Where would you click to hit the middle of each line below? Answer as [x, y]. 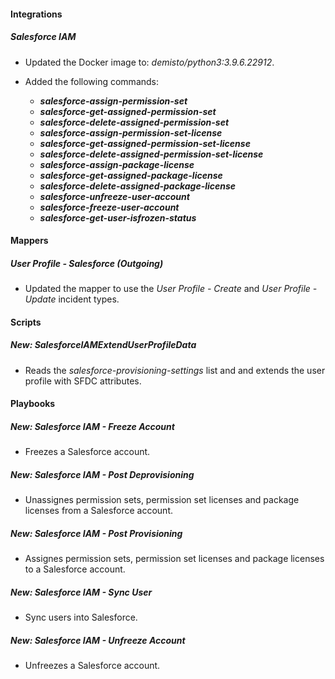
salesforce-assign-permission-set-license [131, 132]
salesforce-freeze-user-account [109, 207]
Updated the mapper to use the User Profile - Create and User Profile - [171, 289]
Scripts [26, 322]
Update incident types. [72, 299]
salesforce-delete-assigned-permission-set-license [151, 154]
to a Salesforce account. [75, 569]
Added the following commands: [92, 81]
